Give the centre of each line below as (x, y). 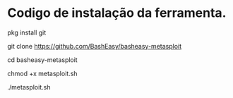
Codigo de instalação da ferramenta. (117, 13)
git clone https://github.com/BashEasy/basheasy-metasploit (95, 46)
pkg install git (27, 32)
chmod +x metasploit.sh (42, 73)
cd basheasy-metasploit (42, 60)
